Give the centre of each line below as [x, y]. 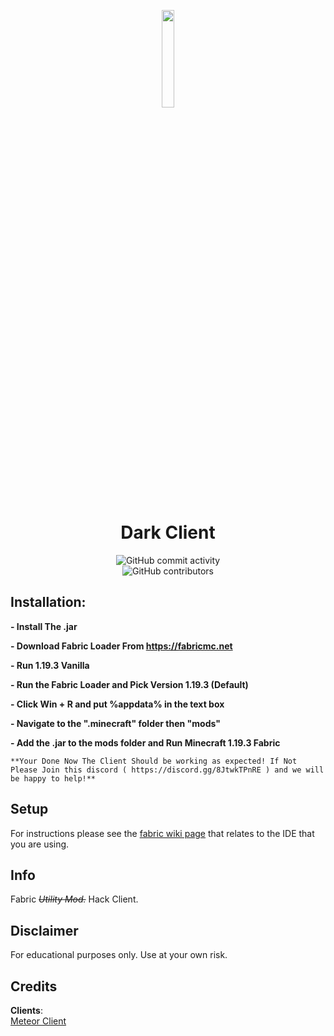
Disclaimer [44, 930]
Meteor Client [38, 1021]
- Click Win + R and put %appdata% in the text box [117, 704]
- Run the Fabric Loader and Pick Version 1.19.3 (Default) [129, 684]
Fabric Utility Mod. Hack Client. [74, 899]
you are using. [40, 844]
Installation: [48, 602]
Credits [34, 986]
